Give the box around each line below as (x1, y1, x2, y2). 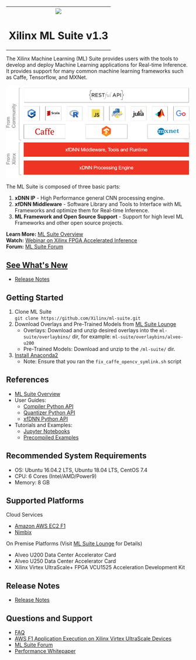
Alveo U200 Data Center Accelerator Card (14, 551, 116, 559)
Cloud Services (6, 511, 43, 518)
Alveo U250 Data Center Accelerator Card (14, 558, 116, 565)
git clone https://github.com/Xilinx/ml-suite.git (14, 315, 141, 322)
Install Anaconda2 (14, 352, 59, 359)
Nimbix (14, 529, 32, 536)
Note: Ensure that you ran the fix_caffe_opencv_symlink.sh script (23, 358, 181, 365)
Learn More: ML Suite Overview (6, 231, 84, 238)
